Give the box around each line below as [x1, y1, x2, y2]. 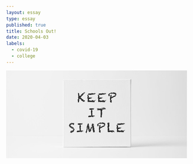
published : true [6, 22, 46, 28]
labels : [6, 41, 25, 47]
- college [11, 53, 35, 59]
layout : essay [6, 9, 41, 15]
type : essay [6, 15, 35, 22]
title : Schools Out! [6, 28, 57, 34]
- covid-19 [11, 47, 38, 53]
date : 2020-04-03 [6, 34, 49, 41]
